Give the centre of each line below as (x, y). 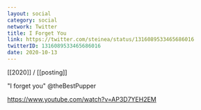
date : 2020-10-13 (32, 53)
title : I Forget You (37, 33)
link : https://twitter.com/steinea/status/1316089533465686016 (101, 40)
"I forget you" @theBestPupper (52, 86)
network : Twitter (32, 26)
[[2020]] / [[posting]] (37, 72)
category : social (32, 20)
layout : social (29, 14)
